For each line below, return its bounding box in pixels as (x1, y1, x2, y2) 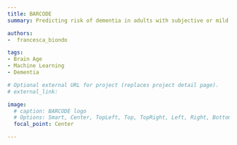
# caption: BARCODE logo (13, 108, 87, 115)
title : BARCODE (7, 10, 52, 18)
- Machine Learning (7, 62, 65, 69)
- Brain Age (7, 56, 42, 63)
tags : (7, 49, 23, 57)
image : (7, 100, 27, 108)
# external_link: (7, 88, 59, 95)
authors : (7, 30, 33, 37)
